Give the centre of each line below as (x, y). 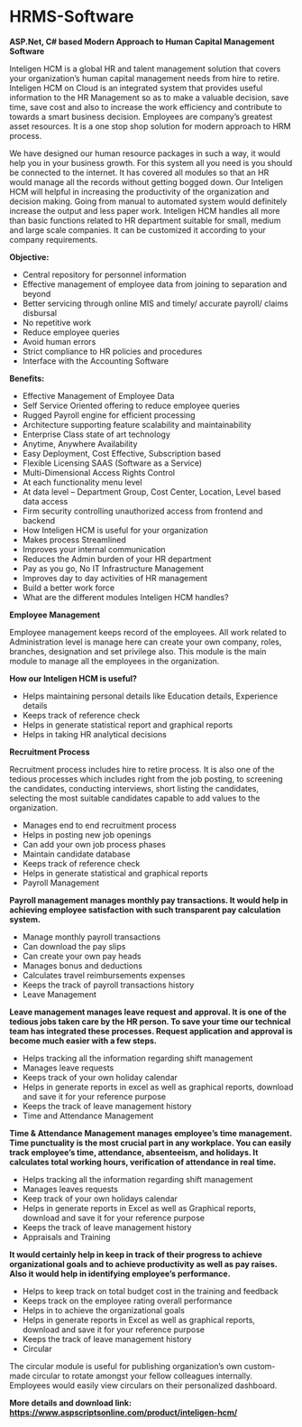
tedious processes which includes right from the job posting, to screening (146, 779)
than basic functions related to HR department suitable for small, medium (145, 220)
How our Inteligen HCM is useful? (73, 678)
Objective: (29, 257)
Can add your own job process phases (94, 844)
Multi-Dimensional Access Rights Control (99, 472)
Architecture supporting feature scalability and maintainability (137, 424)
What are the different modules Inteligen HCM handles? (125, 597)
